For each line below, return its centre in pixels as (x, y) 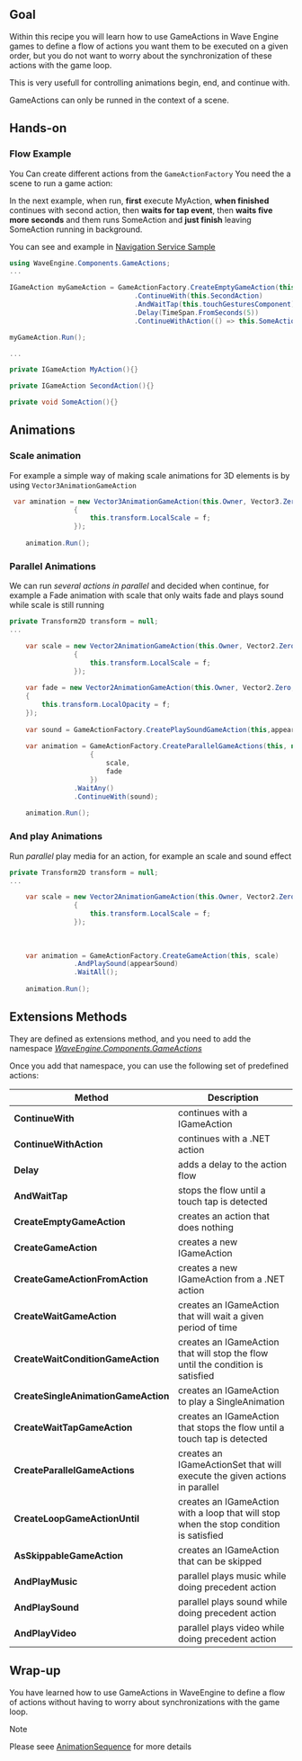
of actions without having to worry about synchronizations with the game (145, 1702)
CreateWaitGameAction (65, 1316)
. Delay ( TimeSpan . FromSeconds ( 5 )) (196, 313)
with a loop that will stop (229, 1513)
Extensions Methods (68, 1017)
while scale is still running (57, 605)
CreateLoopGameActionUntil (76, 1518)
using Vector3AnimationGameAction (73, 485)
